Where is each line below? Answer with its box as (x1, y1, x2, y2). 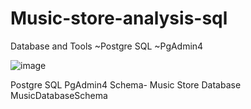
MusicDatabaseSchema (10, 89, 108, 101)
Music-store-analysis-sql (10, 7, 228, 30)
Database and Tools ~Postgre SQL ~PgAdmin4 (10, 40, 204, 52)
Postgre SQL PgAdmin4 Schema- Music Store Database (10, 78, 242, 91)
